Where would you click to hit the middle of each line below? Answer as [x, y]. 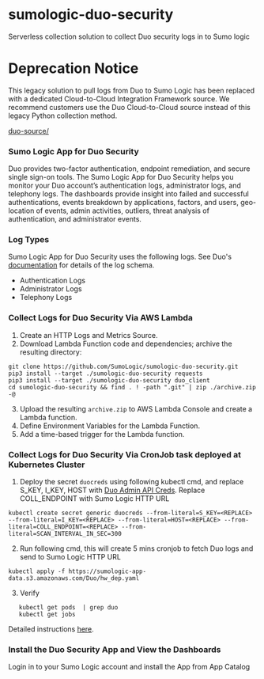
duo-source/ [28, 131]
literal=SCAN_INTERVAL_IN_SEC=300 [65, 534]
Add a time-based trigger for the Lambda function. [102, 434]
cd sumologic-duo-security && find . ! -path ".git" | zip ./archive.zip [132, 387]
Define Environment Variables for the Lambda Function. [109, 426]
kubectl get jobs [47, 615]
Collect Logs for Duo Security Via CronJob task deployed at [125, 454]
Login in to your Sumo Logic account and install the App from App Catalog [129, 667]
